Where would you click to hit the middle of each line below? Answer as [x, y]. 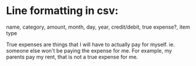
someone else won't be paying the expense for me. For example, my [89, 50]
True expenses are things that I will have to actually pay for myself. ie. [91, 44]
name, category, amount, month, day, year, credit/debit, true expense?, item [98, 27]
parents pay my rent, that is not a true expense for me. [72, 57]
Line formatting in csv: [62, 11]
